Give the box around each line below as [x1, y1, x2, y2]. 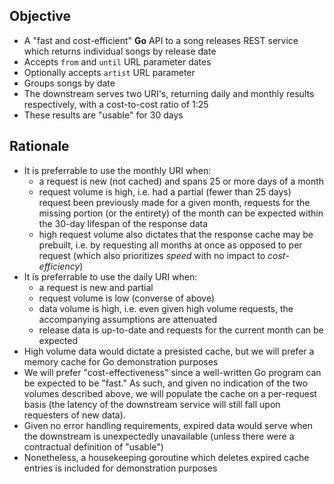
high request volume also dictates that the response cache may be [38, 228, 314, 240]
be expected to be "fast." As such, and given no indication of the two [23, 377, 309, 389]
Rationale [9, 138, 70, 155]
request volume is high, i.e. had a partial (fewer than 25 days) [38, 185, 292, 198]
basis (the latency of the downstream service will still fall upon [23, 398, 281, 410]
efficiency [38, 260, 81, 272]
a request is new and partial [38, 281, 154, 293]
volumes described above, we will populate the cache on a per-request [23, 387, 317, 399]
